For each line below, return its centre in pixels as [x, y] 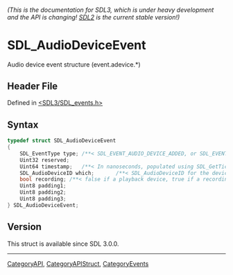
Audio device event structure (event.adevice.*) [74, 64]
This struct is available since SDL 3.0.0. [63, 244]
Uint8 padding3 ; [43, 199]
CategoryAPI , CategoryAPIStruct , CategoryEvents [78, 263]
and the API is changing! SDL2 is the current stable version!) [94, 17]
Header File [33, 86]
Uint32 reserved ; [45, 160]
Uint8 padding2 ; [43, 192]
